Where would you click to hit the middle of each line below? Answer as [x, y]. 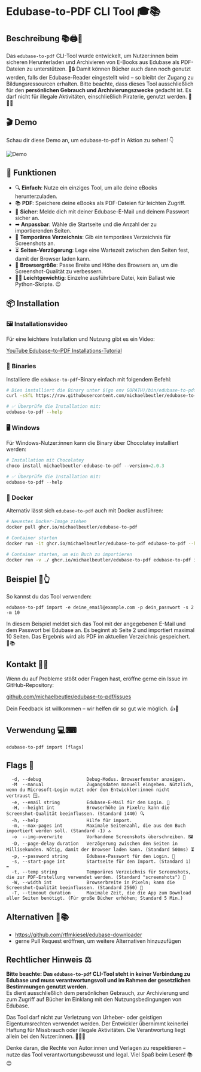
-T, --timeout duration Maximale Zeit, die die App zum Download [101, 893]
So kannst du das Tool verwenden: [49, 597]
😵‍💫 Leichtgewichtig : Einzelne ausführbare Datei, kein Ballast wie [95, 277]
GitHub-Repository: [30, 685]
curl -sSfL [20, 396]
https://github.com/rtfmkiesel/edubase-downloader [78, 934]
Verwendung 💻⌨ [42, 730]
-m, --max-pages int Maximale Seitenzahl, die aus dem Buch [99, 826]
